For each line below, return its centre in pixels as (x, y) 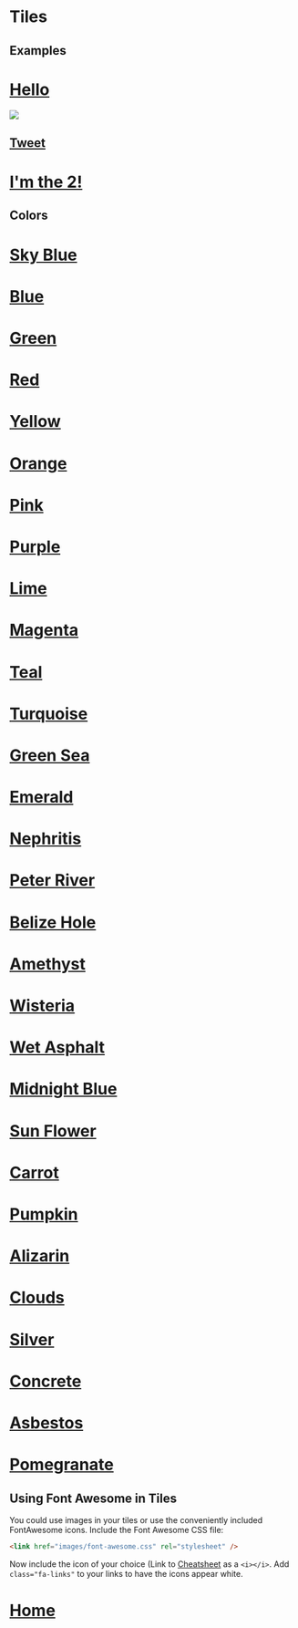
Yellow (35, 422)
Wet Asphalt (57, 1047)
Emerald (41, 798)
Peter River (52, 881)
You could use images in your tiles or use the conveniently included (136, 1519)
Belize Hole (53, 922)
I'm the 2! (46, 182)
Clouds (37, 1298)
